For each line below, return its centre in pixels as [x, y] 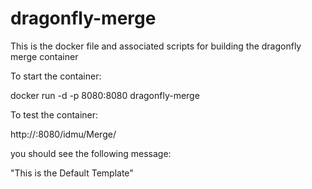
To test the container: [54, 114]
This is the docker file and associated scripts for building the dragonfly [156, 46]
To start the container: [56, 76]
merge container [44, 56]
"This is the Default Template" [72, 173]
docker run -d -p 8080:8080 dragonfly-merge [105, 95]
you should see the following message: [91, 153]
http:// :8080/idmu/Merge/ [63, 134]
